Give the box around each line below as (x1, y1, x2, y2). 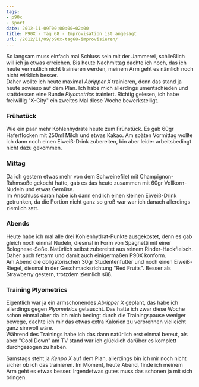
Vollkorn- (164, 179, 187, 186)
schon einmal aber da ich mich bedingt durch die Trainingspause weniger (6, 312, 186, 319)
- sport (6, 20, 26, 26)
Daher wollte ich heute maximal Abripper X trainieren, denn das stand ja (6, 78, 182, 85)
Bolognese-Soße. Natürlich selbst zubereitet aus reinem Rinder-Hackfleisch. (6, 245, 194, 252)
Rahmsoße (6, 179, 33, 186)
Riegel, (6, 264, 23, 271)
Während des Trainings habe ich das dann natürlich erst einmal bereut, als (6, 331, 188, 338)
